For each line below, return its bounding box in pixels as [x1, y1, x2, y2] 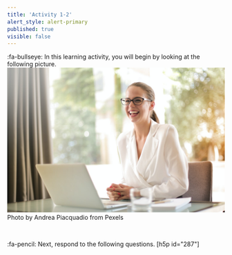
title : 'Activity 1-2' [7, 11, 72, 18]
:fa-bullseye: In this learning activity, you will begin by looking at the [7, 52, 200, 61]
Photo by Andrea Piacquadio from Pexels [7, 213, 124, 221]
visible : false [7, 33, 51, 40]
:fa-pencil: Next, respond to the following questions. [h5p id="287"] [7, 240, 200, 248]
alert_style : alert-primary [7, 18, 88, 25]
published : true [7, 25, 54, 32]
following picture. [7, 60, 57, 68]
